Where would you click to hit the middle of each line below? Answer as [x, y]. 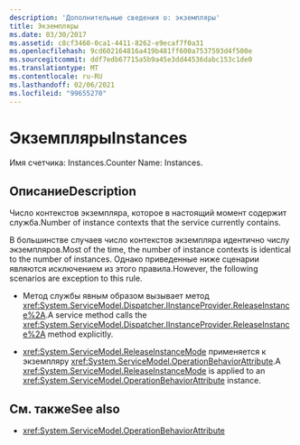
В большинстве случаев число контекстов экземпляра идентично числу [150, 240]
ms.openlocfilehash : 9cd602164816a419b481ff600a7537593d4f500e [131, 51]
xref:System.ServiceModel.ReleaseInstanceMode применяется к [144, 352]
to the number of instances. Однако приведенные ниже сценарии [135, 259]
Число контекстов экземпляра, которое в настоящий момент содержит [148, 213]
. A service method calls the [96, 315]
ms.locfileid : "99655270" [58, 93]
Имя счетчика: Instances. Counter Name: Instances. [106, 162]
